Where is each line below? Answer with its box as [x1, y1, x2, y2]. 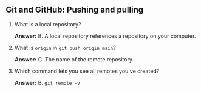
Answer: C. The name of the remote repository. [14, 55, 134, 63]
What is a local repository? [14, 20, 81, 28]
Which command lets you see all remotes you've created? [14, 67, 160, 75]
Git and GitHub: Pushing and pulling [5, 5, 144, 15]
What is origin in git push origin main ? [14, 44, 116, 51]
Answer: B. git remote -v [14, 79, 80, 86]
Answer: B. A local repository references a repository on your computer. [14, 32, 196, 40]
